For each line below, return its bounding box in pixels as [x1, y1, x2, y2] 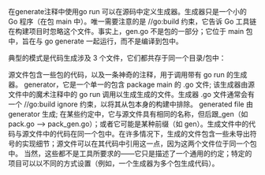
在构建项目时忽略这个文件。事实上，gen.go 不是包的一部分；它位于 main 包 [8, 27, 253, 35]
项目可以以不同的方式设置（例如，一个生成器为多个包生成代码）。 [8, 158, 219, 168]
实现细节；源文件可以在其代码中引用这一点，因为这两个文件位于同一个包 [21, 139, 257, 148]
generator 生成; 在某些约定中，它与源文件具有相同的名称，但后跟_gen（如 [8, 110, 248, 118]
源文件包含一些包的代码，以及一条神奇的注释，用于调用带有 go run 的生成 [8, 70, 248, 79]
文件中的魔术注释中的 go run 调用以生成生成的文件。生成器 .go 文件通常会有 [8, 90, 255, 99]
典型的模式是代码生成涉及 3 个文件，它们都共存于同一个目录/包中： [8, 54, 226, 62]
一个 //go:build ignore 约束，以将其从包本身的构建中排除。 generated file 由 [8, 99, 254, 109]
